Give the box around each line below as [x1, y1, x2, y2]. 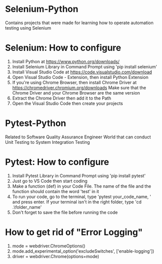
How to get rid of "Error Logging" [5, 227, 143, 237]
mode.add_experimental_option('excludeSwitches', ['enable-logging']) [12, 248, 155, 254]
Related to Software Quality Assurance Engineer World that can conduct [5, 134, 151, 140]
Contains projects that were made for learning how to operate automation [5, 20, 154, 26]
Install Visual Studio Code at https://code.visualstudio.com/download [12, 69, 152, 75]
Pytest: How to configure [5, 157, 109, 167]
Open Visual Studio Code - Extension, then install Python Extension [12, 74, 149, 80]
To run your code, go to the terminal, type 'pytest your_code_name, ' [12, 194, 151, 199]
